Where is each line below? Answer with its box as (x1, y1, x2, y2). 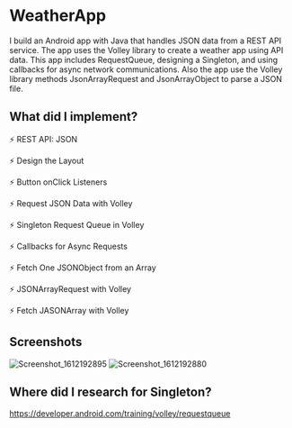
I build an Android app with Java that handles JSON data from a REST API (9, 35, 282, 46)
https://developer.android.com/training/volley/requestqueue (9, 408, 231, 419)
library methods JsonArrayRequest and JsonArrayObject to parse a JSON (9, 73, 283, 84)
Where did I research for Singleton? (9, 384, 213, 399)
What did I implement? (9, 109, 138, 124)
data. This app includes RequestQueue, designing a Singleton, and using (9, 54, 279, 65)
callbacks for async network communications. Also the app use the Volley (9, 64, 283, 75)
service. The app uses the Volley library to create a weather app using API (9, 44, 284, 55)
